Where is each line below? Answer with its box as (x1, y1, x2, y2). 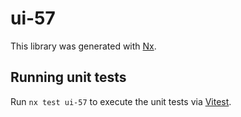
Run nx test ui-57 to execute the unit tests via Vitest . (10, 95, 232, 107)
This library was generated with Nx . (10, 40, 157, 52)
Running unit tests (10, 69, 127, 86)
